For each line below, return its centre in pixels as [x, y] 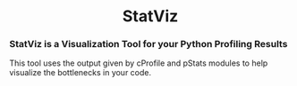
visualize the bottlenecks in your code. [81, 73]
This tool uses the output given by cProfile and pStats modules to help [139, 63]
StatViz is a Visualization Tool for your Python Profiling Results [148, 44]
